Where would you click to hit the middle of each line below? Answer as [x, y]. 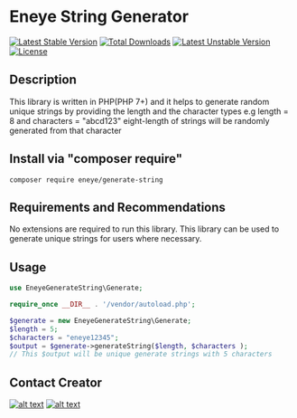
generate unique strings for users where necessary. [106, 239]
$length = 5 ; [34, 329]
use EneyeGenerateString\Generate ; [76, 288]
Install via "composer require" [96, 159]
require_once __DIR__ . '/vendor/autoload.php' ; [102, 305]
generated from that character [65, 130]
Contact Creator [56, 382]
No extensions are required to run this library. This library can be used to [144, 229]
